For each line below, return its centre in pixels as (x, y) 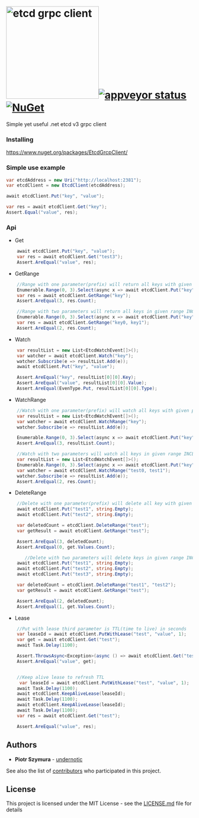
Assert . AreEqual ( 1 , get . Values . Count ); (66, 607)
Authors (22, 745)
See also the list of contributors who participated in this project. (84, 771)
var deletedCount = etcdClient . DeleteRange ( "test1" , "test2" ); (97, 585)
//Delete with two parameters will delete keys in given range (104, 558)
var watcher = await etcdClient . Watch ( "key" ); (75, 356)
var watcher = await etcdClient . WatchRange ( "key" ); (82, 421)
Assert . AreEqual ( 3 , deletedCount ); (61, 542)
